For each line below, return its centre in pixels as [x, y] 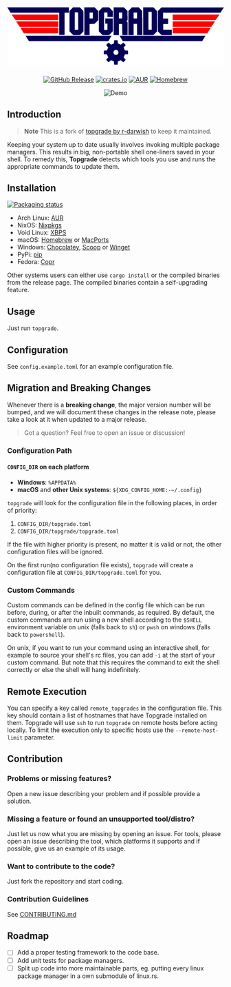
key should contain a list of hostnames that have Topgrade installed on [107, 715]
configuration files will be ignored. [55, 551]
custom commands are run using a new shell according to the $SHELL [104, 620]
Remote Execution [47, 692]
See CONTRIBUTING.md [42, 914]
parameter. [39, 737]
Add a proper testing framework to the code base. [88, 953]
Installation [32, 188]
